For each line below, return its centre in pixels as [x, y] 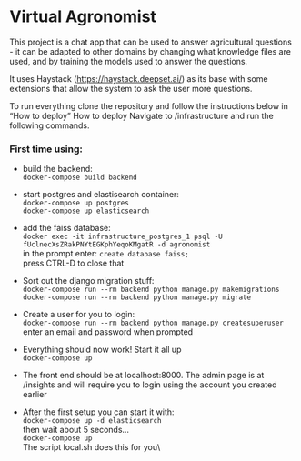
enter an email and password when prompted [108, 332]
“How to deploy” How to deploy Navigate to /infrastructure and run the [142, 115]
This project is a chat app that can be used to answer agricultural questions [151, 42]
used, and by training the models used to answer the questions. [129, 61]
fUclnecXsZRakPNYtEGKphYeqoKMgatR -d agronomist [116, 245]
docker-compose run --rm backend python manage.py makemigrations [151, 290]
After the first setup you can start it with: [98, 412]
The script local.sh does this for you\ [91, 447]
